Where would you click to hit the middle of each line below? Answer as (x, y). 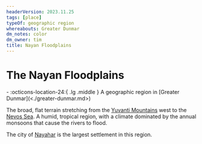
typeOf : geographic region (40, 23)
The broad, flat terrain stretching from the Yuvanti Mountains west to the (96, 110)
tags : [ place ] (24, 17)
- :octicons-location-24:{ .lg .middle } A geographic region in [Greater (93, 92)
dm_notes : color (27, 34)
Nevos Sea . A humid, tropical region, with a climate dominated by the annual (101, 116)
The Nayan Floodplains (65, 75)
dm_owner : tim (24, 40)
